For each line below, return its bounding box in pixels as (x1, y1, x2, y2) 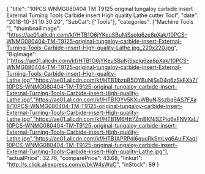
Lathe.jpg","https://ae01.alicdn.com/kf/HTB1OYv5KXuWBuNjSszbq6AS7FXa (6, 96, 197, 103)
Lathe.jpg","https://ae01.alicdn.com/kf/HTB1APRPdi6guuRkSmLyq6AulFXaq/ (6, 135, 198, 142)
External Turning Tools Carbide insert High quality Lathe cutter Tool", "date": (6, 12, 199, 19)
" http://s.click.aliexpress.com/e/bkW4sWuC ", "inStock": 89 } (6, 161, 159, 168)
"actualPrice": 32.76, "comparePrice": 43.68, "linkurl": (6, 154, 143, 161)
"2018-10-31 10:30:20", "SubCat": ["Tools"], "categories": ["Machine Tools (6, 18, 194, 25)
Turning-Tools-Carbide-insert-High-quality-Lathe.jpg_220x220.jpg (6, 44, 174, 51)
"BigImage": (6, 51, 37, 57)
